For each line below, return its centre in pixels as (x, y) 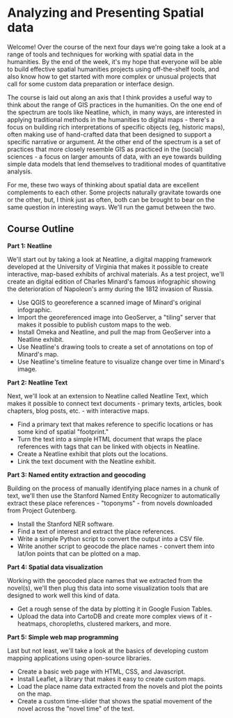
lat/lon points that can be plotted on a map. (79, 553)
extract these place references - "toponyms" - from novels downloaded (110, 503)
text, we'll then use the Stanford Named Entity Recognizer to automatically (114, 495)
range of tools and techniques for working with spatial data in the (101, 54)
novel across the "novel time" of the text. (76, 708)
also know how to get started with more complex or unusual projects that (112, 76)
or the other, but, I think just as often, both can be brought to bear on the (111, 199)
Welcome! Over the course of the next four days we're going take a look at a (116, 47)
